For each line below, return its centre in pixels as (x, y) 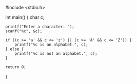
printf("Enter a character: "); (40, 27)
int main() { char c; (25, 17)
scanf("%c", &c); (24, 31)
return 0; (16, 67)
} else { (15, 49)
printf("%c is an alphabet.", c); (51, 45)
